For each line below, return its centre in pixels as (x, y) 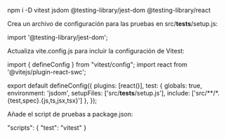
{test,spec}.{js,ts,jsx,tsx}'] (45, 100)
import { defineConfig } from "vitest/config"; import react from (98, 65)
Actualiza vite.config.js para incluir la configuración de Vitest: (96, 51)
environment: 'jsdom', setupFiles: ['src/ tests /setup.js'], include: (99, 93)
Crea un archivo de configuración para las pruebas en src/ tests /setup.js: (113, 24)
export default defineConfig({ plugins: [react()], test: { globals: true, (105, 86)
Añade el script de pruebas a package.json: (70, 114)
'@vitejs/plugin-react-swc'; (47, 72)
